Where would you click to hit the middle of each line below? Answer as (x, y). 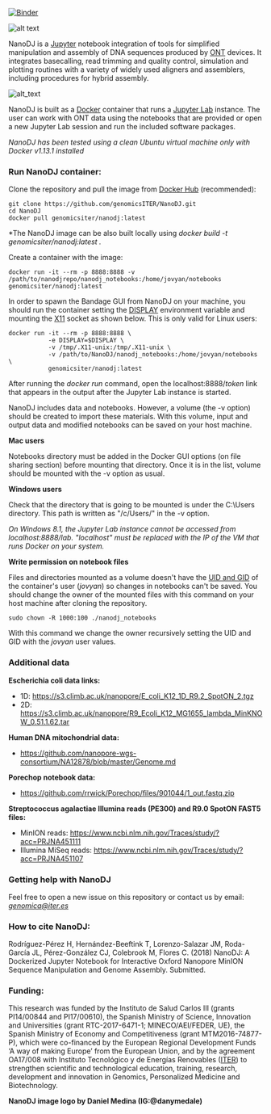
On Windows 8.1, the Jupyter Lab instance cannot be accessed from (122, 529)
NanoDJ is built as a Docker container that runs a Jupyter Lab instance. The (134, 109)
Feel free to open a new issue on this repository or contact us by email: (126, 897)
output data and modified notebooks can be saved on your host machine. (130, 425)
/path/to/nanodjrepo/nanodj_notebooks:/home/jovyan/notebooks (115, 280)
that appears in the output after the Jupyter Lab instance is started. (120, 393)
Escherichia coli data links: (54, 680)
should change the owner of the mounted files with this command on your (131, 595)
